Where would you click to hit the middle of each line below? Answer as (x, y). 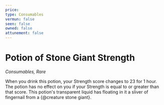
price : (12, 10)
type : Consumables (24, 14)
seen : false (18, 24)
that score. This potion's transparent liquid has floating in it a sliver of (77, 92)
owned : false (19, 28)
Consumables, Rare (26, 71)
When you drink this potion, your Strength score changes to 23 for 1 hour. (81, 81)
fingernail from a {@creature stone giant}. (48, 97)
